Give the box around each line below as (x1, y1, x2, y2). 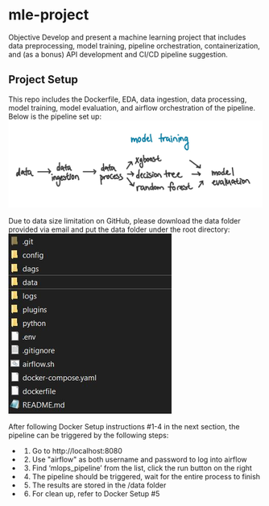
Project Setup (8, 73, 79, 86)
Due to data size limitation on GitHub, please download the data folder (8, 215, 242, 225)
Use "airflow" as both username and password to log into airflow (31, 454, 247, 464)
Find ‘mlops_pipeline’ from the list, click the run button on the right (31, 462, 252, 473)
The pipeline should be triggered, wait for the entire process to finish (31, 471, 260, 481)
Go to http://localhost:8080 (31, 445, 123, 455)
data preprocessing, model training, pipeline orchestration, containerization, (8, 40, 260, 50)
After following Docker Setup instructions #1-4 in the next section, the (8, 421, 240, 431)
